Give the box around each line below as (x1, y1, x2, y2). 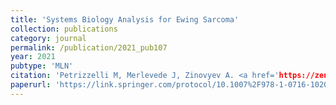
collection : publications (10, 24, 118, 34)
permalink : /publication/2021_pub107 (10, 42, 168, 53)
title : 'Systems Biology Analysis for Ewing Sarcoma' (10, 14, 240, 25)
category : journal (10, 33, 87, 43)
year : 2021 (10, 52, 56, 62)
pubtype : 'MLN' (10, 61, 74, 71)
